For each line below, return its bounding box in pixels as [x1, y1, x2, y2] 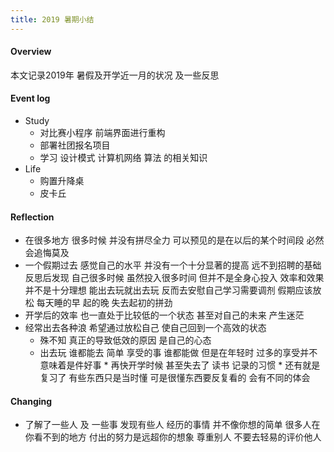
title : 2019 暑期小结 [10, 14, 95, 25]
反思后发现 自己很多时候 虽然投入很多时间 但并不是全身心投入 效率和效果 [24, 272, 325, 284]
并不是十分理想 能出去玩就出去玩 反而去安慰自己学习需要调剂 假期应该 [24, 284, 313, 296]
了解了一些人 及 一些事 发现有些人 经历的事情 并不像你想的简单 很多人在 [24, 419, 321, 431]
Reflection [10, 211, 55, 223]
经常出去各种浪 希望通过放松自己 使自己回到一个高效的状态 [24, 322, 267, 334]
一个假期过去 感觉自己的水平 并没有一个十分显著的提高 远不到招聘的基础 [24, 259, 322, 271]
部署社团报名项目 [39, 139, 111, 151]
